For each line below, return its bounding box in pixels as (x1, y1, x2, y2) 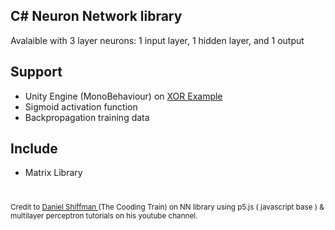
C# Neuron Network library (10, 8, 183, 25)
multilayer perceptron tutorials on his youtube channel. (10, 210, 198, 221)
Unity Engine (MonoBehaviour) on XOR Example (24, 90, 223, 102)
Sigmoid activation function (24, 100, 138, 113)
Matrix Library (24, 167, 83, 179)
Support (10, 64, 63, 81)
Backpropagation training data (24, 111, 150, 123)
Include (10, 140, 58, 158)
